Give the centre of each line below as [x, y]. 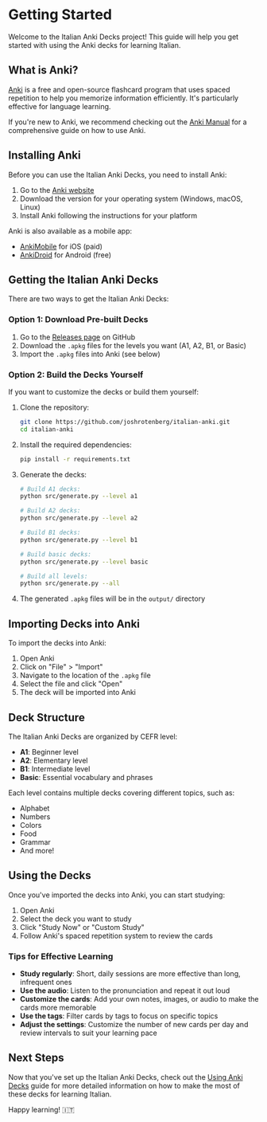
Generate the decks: [53, 474]
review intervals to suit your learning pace [88, 1033]
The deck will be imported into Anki [78, 692]
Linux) [30, 207]
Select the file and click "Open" [71, 684]
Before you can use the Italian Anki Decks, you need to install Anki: [118, 175]
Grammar [35, 841]
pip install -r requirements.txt [75, 459]
